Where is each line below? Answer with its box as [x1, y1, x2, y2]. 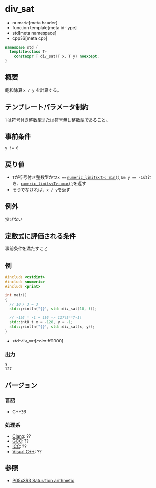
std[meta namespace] [12, 30, 57, 36]
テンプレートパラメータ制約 [5, 103, 89, 111]
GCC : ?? [12, 439, 29, 444]
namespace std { [5, 45, 38, 49]
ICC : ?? [12, 443, 27, 449]
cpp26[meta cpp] [12, 35, 48, 41]
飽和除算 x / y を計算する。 [5, 87, 62, 93]
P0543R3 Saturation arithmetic [12, 477, 75, 483]
